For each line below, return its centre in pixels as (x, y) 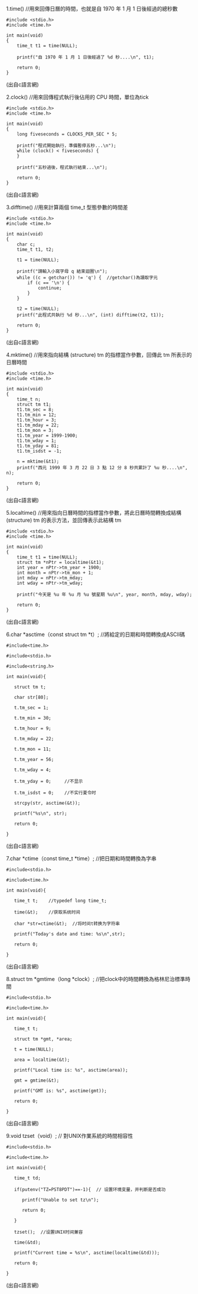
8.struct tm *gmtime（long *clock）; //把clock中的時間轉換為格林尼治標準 (96, 979)
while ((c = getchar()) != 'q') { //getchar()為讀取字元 (87, 277)
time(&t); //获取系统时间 (47, 912)
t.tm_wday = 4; (33, 770)
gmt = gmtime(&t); (37, 1080)
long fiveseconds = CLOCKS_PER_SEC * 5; (67, 134)
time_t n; (29, 399)
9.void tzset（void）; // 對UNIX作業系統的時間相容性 (70, 1136)
